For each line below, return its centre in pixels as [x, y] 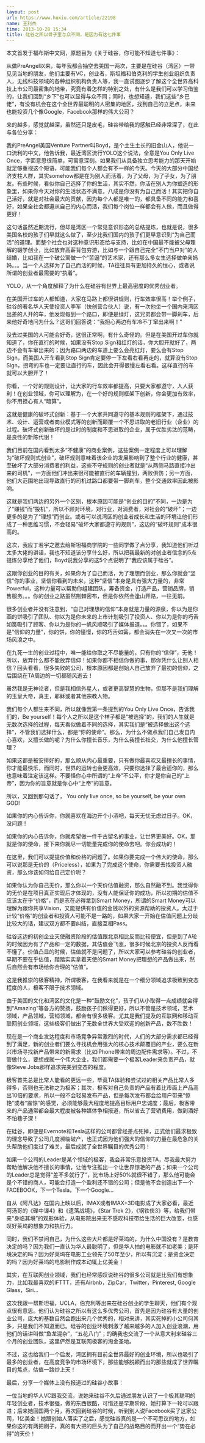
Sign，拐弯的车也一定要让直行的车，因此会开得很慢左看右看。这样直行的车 [100, 365]
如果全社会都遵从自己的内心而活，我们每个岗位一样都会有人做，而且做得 [108, 207]
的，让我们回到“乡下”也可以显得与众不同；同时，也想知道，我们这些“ [93, 97]
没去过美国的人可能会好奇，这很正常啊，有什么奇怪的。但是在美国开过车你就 [103, 335]
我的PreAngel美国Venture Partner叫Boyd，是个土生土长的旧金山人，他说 [98, 145]
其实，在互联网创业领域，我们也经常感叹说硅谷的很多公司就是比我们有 [95, 1275]
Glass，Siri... [22, 1290]
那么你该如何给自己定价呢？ [52, 872]
